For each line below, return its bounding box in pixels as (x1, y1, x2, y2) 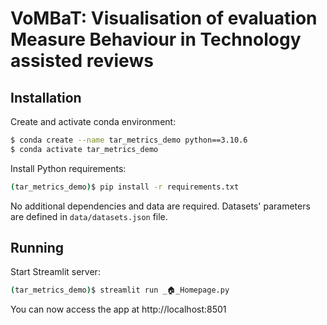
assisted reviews (10, 50, 154, 72)
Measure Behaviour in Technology (10, 28, 302, 51)
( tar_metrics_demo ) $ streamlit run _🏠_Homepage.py (10, 285, 230, 296)
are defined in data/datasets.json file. (10, 210, 168, 222)
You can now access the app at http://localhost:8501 (10, 303, 227, 316)
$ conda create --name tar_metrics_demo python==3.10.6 (10, 135, 248, 145)
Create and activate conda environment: (10, 116, 177, 127)
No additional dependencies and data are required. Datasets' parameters (10, 200, 311, 212)
